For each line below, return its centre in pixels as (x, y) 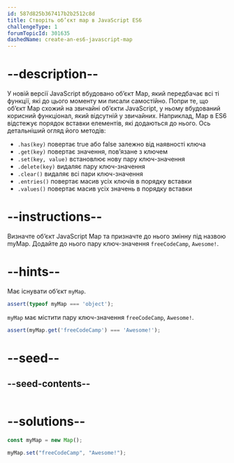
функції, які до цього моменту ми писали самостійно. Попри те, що (108, 101)
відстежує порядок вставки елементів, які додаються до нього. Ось (109, 124)
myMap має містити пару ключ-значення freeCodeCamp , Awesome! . (101, 317)
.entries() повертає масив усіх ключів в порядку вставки (104, 182)
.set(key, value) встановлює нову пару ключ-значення (101, 159)
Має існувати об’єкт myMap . (46, 291)
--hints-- (34, 272)
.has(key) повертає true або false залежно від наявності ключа (111, 145)
